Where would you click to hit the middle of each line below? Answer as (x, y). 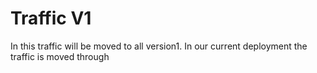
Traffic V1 (51, 18)
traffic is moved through (60, 56)
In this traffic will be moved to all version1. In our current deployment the (159, 46)
